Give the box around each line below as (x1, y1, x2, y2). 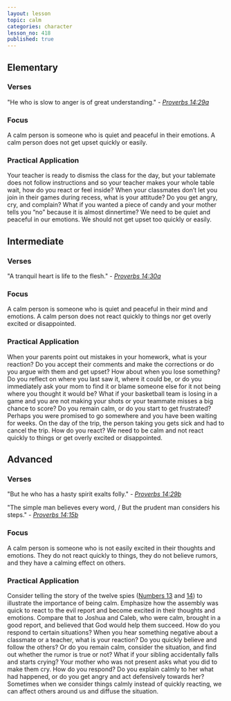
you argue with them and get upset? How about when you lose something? (7, 367, 221, 376)
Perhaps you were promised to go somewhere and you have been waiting (7, 411, 217, 419)
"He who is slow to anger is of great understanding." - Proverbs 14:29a (7, 98, 210, 106)
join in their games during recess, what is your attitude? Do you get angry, (7, 193, 218, 201)
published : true (7, 36, 54, 43)
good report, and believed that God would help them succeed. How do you (7, 621, 220, 629)
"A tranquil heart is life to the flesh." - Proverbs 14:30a (7, 272, 161, 280)
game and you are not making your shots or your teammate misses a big (7, 397, 214, 405)
